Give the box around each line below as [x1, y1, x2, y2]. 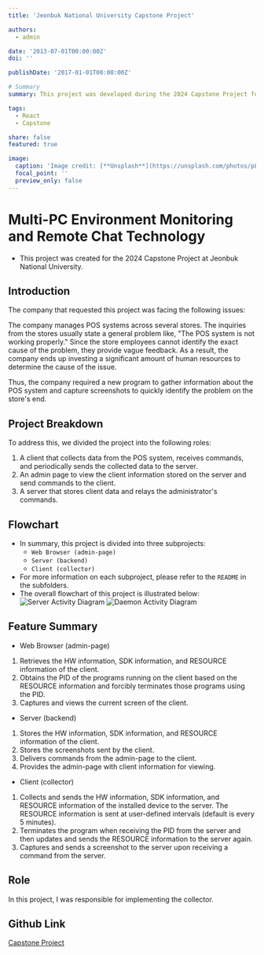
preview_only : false [15, 176, 82, 185]
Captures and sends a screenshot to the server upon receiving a [19, 843, 229, 852]
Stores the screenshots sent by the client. [19, 745, 155, 754]
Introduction [8, 284, 71, 297]
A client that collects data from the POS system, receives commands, [19, 453, 244, 463]
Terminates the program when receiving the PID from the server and [19, 825, 241, 835]
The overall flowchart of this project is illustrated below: [19, 589, 200, 598]
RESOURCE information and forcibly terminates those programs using [19, 681, 245, 691]
